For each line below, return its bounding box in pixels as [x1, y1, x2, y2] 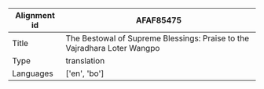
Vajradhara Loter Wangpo [65, 43, 160, 53]
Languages [12, 68, 53, 79]
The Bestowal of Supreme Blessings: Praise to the [65, 33, 250, 44]
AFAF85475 [136, 15, 182, 26]
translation [65, 55, 105, 66]
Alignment [15, 10, 55, 20]
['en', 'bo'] [65, 68, 104, 79]
